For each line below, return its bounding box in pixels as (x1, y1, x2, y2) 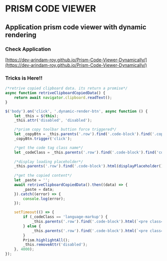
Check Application (5, 45, 51, 52)
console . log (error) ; (23, 196, 66, 201)
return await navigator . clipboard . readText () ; (14, 95, 112, 100)
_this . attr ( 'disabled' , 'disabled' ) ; (14, 118, 92, 123)
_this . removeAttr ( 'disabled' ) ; (23, 242, 88, 247)
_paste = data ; (23, 187, 55, 192)
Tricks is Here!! (5, 74, 43, 81)
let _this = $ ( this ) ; (14, 113, 59, 119)
